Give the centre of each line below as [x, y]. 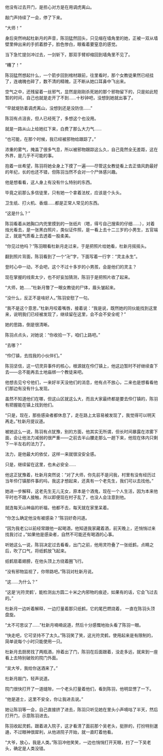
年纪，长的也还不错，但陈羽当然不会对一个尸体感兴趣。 [64, 172]
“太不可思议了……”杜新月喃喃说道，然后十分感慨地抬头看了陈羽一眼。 [74, 625]
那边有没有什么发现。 [30, 388]
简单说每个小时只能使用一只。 [35, 641]
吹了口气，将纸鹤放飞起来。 [41, 551]
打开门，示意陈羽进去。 [28, 716]
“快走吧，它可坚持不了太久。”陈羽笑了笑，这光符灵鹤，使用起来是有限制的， [80, 635]
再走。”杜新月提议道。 [26, 421]
